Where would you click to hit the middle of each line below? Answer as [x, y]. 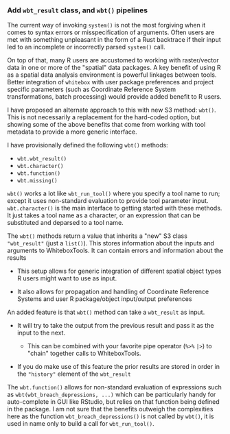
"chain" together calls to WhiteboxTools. [84, 353]
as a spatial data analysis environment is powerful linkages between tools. [112, 75]
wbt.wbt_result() [42, 159]
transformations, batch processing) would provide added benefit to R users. [114, 97]
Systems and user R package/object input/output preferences [104, 299]
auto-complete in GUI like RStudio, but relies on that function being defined [113, 402]
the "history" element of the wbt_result [74, 374]
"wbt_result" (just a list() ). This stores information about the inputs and [111, 243]
